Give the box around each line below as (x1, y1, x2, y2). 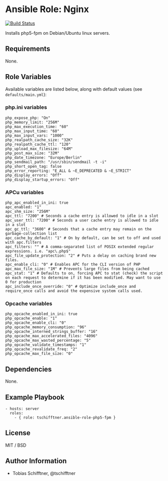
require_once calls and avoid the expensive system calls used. (5, 288, 143, 293)
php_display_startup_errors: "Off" (5, 177, 80, 182)
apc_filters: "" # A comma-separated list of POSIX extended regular (5, 245, 154, 250)
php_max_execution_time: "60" (5, 124, 69, 129)
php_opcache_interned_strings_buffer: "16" (5, 329, 98, 334)
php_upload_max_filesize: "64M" (5, 146, 73, 151)
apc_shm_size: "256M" (5, 209, 51, 214)
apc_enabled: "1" (5, 205, 42, 210)
